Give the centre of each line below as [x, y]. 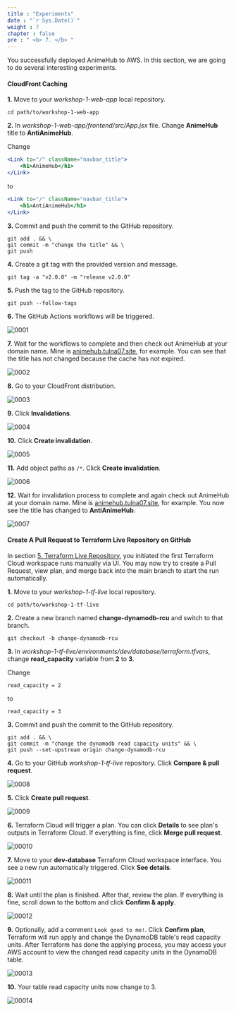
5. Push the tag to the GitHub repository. [66, 290]
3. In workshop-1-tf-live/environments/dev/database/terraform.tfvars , [109, 651]
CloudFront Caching [38, 84]
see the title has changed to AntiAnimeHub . [72, 510]
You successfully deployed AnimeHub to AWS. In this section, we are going [117, 60]
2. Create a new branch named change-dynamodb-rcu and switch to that [115, 617]
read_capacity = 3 [34, 711]
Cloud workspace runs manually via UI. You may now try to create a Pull [112, 563]
